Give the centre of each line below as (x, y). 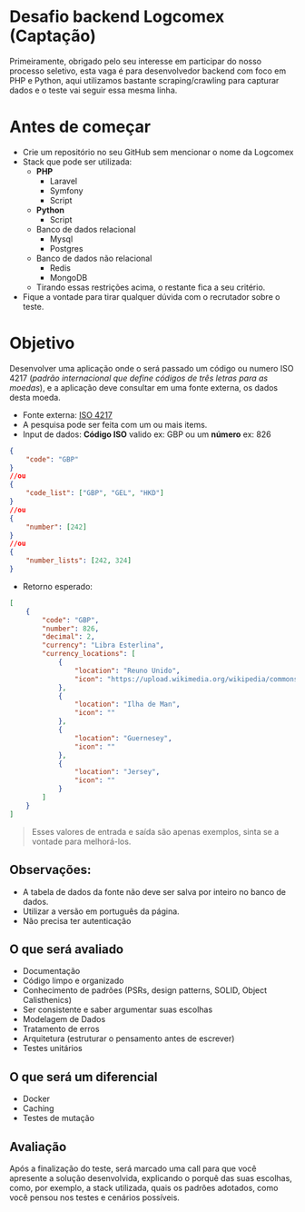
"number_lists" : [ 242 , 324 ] (79, 561)
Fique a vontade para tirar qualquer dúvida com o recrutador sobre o (151, 296)
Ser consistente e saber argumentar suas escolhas (118, 1009)
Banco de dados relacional (86, 229)
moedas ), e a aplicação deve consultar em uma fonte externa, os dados (144, 387)
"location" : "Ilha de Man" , (127, 705)
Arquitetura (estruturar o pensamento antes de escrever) (128, 1038)
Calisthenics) (47, 1000)
